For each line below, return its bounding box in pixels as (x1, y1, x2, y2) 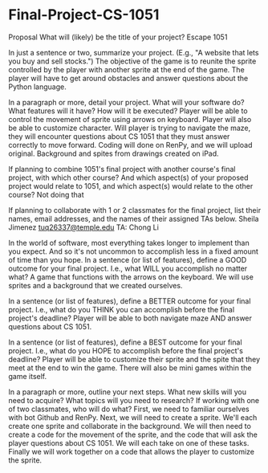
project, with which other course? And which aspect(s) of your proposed (8, 173, 249, 182)
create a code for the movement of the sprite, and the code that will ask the (8, 430, 258, 439)
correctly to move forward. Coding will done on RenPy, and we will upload (8, 140, 253, 149)
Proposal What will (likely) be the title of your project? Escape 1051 (8, 32, 228, 42)
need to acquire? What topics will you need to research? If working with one (8, 395, 259, 405)
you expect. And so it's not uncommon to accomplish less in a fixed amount (8, 247, 259, 256)
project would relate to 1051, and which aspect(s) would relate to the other (8, 181, 254, 190)
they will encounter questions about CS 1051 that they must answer (8, 131, 230, 141)
